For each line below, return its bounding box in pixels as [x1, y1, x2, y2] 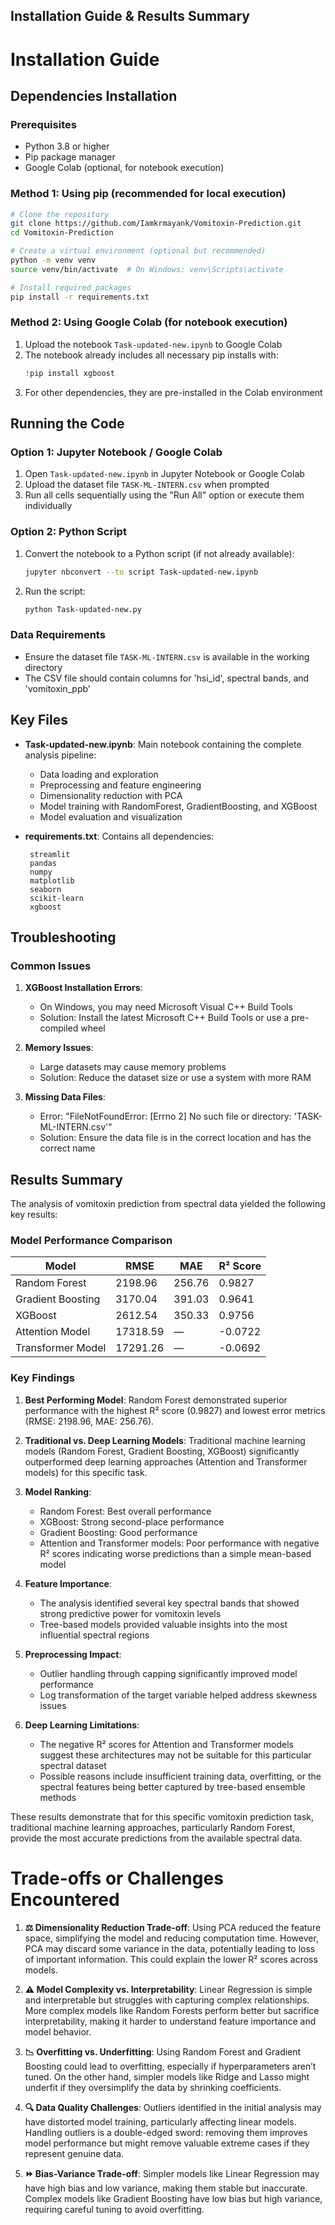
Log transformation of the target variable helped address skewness [39, 1689, 318, 1701]
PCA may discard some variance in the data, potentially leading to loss [24, 1942, 316, 1954]
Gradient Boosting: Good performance [39, 1526, 198, 1538]
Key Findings [10, 1371, 75, 1385]
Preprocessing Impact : [24, 1648, 122, 1660]
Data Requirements [10, 628, 106, 642]
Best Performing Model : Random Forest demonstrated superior [24, 1394, 288, 1406]
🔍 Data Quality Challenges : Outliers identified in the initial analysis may [24, 2101, 322, 2113]
